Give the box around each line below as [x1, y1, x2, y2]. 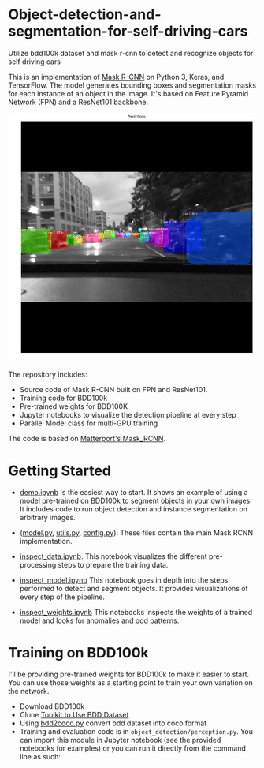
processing [19, 560, 57, 570]
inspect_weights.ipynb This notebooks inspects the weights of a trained [19, 608, 253, 617]
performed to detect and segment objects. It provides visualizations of [19, 584, 248, 594]
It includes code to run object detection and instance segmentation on [19, 504, 248, 514]
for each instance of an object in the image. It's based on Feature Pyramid [8, 88, 249, 98]
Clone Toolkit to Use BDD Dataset [19, 710, 129, 720]
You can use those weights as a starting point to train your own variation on [8, 678, 254, 687]
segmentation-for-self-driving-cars [8, 22, 248, 40]
